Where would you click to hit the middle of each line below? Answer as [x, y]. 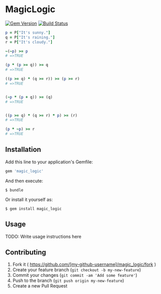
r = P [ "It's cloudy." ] [29, 42]
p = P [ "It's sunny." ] [28, 32]
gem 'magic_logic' [24, 171]
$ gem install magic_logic [33, 208]
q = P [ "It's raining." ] [30, 37]
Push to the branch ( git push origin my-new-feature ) [68, 281]
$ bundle [14, 190]
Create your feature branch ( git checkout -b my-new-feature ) [77, 270]
